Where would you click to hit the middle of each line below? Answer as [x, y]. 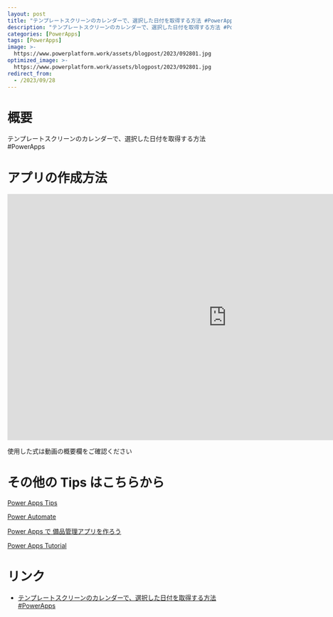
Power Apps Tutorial [37, 546]
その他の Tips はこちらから [86, 483]
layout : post [27, 14]
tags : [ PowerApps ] [35, 41]
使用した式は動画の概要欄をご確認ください [70, 451]
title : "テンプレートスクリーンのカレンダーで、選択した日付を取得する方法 [104, 21]
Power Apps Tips [33, 503]
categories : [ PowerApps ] [44, 34]
